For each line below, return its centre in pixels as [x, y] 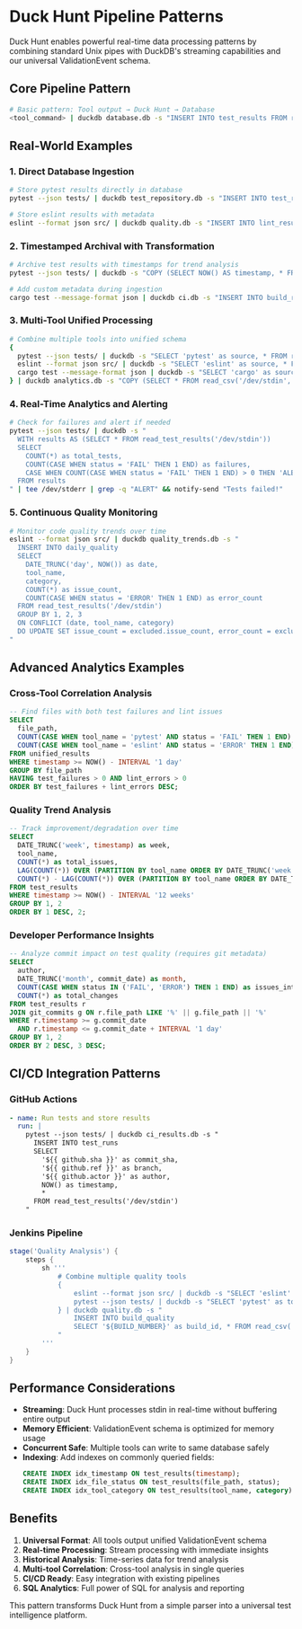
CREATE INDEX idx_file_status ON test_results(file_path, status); [151, 1483]
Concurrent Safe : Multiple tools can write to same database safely [146, 1448]
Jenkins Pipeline [46, 1233]
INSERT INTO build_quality [124, 1318]
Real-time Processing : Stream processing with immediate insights [146, 1549]
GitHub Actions [44, 1100]
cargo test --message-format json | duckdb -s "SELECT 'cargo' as [144, 373]
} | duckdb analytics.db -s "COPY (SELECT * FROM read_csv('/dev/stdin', [151, 381]
